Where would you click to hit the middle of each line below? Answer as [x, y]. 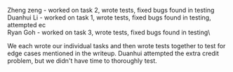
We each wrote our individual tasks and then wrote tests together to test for [116, 46]
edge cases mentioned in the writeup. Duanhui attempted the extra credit [113, 53]
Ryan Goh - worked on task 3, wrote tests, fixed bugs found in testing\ [109, 32]
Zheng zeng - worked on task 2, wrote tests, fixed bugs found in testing [111, 10]
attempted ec [27, 25]
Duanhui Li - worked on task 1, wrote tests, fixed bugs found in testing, [109, 17]
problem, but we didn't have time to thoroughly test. [82, 61]
